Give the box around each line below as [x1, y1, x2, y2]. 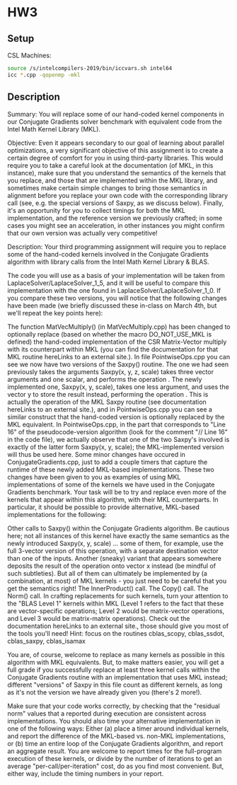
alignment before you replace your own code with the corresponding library [7, 191, 229, 199]
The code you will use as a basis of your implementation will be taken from [7, 271, 225, 279]
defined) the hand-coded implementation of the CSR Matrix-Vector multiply [7, 337, 227, 346]
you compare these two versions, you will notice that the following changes [7, 293, 228, 302]
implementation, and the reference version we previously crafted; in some [7, 214, 223, 222]
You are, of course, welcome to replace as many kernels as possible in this [7, 650, 225, 658]
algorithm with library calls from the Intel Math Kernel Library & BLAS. [7, 257, 209, 266]
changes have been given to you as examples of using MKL [7, 472, 181, 481]
